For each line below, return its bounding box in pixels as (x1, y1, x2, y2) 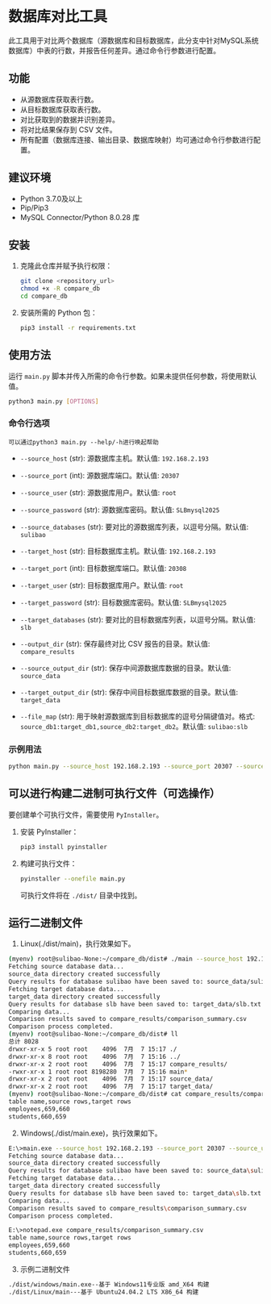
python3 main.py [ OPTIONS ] (8, 397, 99, 406)
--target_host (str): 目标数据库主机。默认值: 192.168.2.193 (19, 546, 216, 556)
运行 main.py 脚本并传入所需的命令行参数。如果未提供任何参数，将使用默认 (8, 371, 256, 381)
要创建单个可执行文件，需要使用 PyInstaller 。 (8, 810, 164, 819)
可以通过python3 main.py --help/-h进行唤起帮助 (8, 438, 159, 446)
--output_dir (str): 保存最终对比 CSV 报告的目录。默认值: (19, 639, 211, 648)
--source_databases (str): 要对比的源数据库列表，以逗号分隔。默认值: (19, 522, 249, 531)
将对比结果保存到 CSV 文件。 (19, 124, 117, 134)
